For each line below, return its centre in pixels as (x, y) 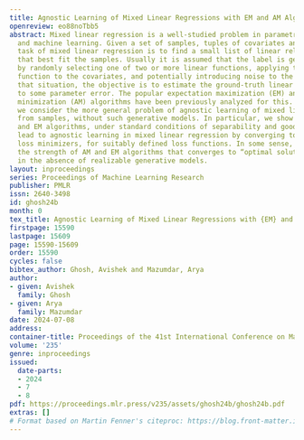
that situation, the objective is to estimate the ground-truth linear (156, 85)
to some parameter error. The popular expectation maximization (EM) (151, 93)
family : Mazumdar (50, 312)
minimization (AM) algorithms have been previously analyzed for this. (156, 102)
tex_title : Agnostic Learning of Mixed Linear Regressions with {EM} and (152, 219)
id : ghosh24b (34, 203)
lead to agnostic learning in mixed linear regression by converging (151, 136)
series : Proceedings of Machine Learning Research (107, 177)
